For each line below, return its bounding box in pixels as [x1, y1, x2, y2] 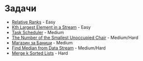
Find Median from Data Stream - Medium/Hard [11, 45, 106, 51]
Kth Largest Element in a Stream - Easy [11, 24, 91, 30]
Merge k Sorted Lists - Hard [11, 50, 68, 56]
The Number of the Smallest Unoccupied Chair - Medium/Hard [11, 35, 139, 41]
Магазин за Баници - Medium [11, 40, 73, 45]
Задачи [4, 3, 37, 14]
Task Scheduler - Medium [11, 29, 64, 35]
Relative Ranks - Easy [11, 19, 56, 25]
